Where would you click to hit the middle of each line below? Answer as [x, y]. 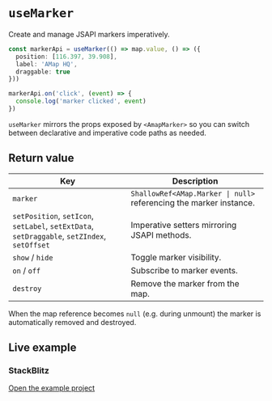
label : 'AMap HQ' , [47, 64]
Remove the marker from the [185, 283]
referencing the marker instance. [193, 202]
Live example [42, 348]
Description [195, 181]
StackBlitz [29, 371]
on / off [27, 270]
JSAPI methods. [161, 234]
